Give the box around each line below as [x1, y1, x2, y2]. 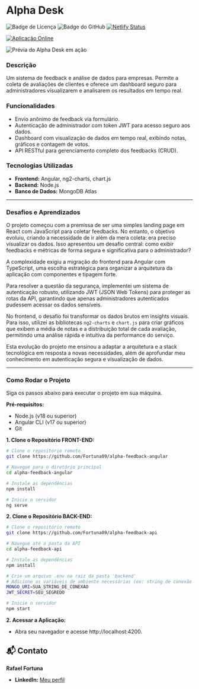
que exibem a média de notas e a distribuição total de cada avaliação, [6, 326, 176, 333]
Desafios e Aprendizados [6, 208, 81, 216]
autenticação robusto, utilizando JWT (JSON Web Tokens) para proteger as [6, 289, 191, 296]
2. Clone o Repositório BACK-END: [6, 513, 92, 520]
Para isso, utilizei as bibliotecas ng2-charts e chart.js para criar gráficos [6, 319, 184, 326]
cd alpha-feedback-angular [6, 470, 73, 476]
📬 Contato [6, 646, 49, 656]
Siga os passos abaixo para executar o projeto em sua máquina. [6, 390, 163, 397]
